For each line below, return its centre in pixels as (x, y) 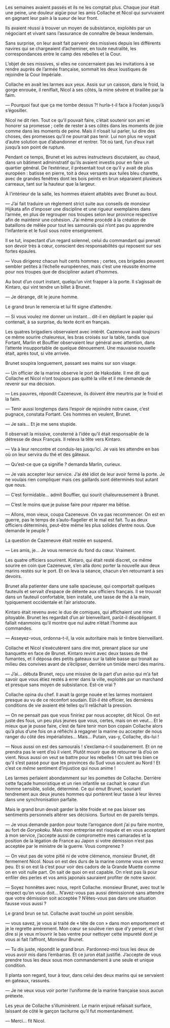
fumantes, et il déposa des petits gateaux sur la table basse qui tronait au (82, 659)
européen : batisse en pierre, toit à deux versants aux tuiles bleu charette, (82, 173)
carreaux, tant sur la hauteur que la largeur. (50, 184)
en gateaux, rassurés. (28, 981)
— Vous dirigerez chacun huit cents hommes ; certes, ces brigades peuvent (84, 261)
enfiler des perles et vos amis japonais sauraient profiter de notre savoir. (81, 878)
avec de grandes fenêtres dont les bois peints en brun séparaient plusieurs (84, 179)
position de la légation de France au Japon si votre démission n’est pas (79, 841)
